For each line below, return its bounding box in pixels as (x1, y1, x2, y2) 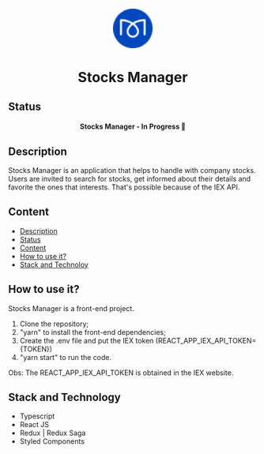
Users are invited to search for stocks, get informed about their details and (8, 174, 251, 183)
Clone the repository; (19, 319, 89, 328)
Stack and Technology (8, 391, 121, 403)
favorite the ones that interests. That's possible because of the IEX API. (8, 182, 240, 192)
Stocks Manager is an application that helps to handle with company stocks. (8, 165, 256, 174)
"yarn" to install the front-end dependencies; (19, 327, 166, 336)
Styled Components (19, 437, 85, 446)
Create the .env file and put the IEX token (19, 336, 154, 345)
